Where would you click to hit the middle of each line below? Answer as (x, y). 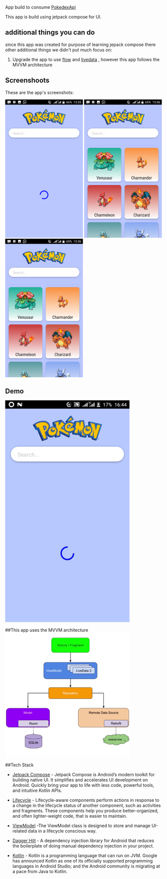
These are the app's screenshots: (40, 92)
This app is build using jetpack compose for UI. (53, 17)
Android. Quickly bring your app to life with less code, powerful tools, (83, 785)
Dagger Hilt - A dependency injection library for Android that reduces (83, 841)
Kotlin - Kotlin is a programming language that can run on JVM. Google (85, 856)
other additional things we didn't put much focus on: (59, 50)
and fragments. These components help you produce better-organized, (85, 811)
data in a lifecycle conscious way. (62, 831)
